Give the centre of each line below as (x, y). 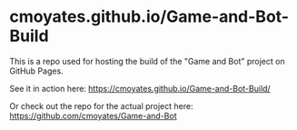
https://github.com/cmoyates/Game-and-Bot (93, 115)
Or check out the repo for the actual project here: (101, 105)
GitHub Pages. (36, 71)
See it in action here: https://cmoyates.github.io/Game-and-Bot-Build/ (140, 88)
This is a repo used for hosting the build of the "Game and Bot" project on (147, 61)
